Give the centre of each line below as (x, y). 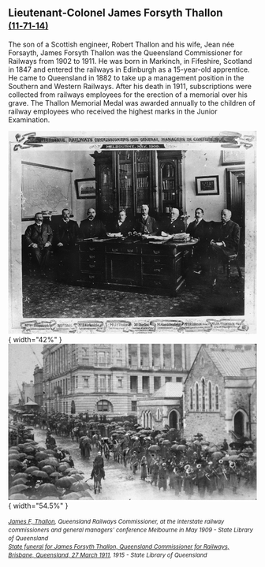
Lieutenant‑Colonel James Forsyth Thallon (116, 13)
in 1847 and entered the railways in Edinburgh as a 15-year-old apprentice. (129, 69)
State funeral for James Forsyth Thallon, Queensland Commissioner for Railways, (119, 547)
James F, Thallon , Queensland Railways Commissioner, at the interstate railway (116, 522)
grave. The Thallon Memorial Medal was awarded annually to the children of (132, 103)
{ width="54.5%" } (38, 506)
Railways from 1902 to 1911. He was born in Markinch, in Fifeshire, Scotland (130, 61)
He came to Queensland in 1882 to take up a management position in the (126, 77)
